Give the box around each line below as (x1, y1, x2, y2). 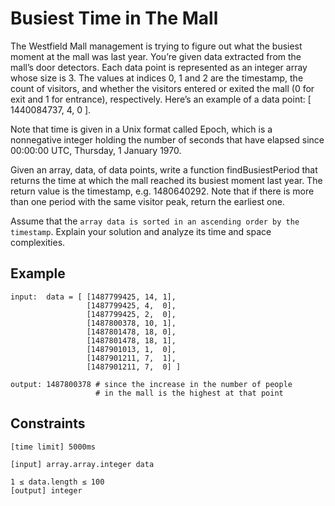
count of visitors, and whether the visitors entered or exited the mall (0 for (10, 82, 315, 94)
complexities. (10, 236, 66, 248)
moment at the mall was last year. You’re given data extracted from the (10, 50, 302, 62)
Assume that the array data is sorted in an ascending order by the (10, 215, 300, 227)
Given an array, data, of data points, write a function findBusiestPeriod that (10, 163, 318, 176)
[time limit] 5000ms (10, 442, 97, 452)
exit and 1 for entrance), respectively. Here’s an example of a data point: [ (10, 93, 312, 105)
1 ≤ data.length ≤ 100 (10, 477, 105, 487)
